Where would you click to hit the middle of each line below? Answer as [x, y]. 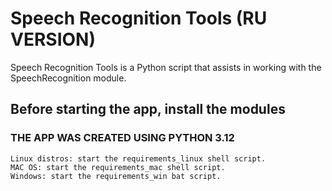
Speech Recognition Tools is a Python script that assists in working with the [166, 67]
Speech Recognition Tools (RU [139, 18]
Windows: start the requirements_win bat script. [116, 176]
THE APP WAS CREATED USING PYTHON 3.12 [122, 138]
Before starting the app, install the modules [148, 109]
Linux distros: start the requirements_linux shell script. [138, 158]
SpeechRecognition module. [68, 78]
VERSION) [53, 39]
